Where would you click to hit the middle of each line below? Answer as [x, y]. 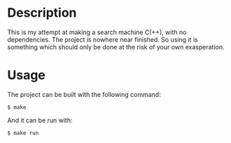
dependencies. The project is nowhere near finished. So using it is [103, 39]
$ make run [23, 133]
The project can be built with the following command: [84, 94]
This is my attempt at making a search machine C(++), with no [97, 32]
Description [42, 13]
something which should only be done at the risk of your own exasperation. [116, 47]
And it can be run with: [40, 120]
